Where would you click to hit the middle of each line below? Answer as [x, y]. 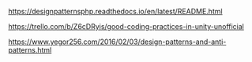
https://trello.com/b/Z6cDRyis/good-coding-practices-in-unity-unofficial [126, 26]
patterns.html [30, 50]
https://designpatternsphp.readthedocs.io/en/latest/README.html [115, 11]
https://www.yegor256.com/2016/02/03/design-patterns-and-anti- [117, 42]
